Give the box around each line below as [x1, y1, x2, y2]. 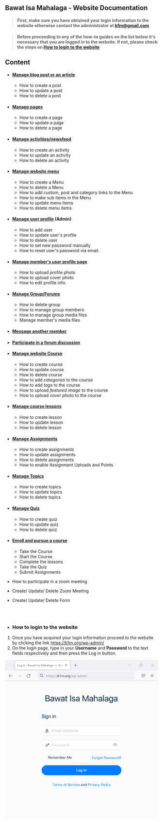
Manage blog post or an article [12, 71, 75, 77]
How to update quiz [19, 521, 59, 527]
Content [5, 58, 31, 66]
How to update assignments [19, 452, 76, 458]
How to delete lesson [19, 425, 62, 430]
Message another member [12, 328, 67, 334]
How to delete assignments [19, 457, 74, 463]
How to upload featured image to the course [19, 387, 108, 393]
